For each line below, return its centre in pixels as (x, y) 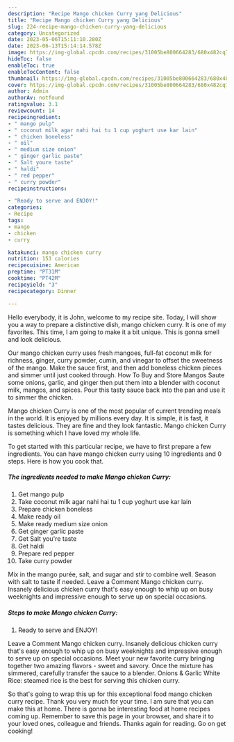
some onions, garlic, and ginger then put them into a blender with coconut (114, 382)
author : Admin (28, 91)
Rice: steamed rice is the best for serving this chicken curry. (94, 681)
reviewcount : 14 (31, 111)
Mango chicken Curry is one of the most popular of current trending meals (115, 411)
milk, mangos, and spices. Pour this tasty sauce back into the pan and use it (117, 390)
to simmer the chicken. (41, 397)
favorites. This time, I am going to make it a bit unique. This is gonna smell (114, 332)
